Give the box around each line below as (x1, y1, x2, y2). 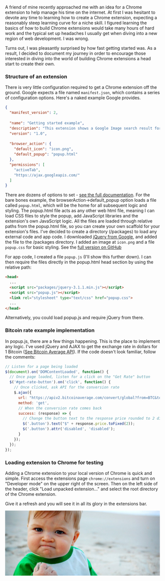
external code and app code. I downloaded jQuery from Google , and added (5, 234, 157, 240)
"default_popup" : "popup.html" (14, 152, 78, 157)
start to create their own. (5, 61, 55, 67)
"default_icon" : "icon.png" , (14, 146, 74, 152)
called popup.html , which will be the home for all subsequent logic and (5, 202, 147, 209)
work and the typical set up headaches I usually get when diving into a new (5, 31, 158, 36)
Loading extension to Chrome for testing (5, 459, 104, 466)
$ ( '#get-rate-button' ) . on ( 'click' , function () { (9, 380, 111, 385)
